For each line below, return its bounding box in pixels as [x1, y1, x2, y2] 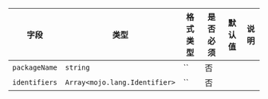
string [65, 63, 90, 72]
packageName [12, 63, 58, 72]
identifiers [12, 78, 58, 86]
